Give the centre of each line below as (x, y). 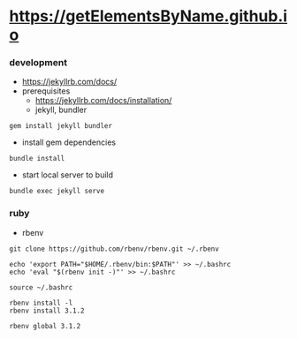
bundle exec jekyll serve (57, 192)
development (38, 63)
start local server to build (67, 175)
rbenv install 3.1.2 (47, 311)
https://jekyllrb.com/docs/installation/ (103, 101)
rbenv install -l (41, 303)
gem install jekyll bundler (61, 126)
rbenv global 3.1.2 (45, 326)
